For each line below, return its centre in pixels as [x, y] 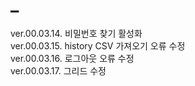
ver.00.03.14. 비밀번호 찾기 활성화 [76, 33]
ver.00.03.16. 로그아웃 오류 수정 [72, 58]
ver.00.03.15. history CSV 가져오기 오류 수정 [98, 45]
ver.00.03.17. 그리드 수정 [58, 70]
